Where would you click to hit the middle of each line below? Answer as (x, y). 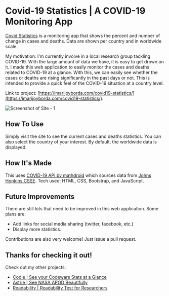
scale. (11, 46)
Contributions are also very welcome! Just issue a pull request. (71, 239)
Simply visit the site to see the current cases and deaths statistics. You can (83, 136)
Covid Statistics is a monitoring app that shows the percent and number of (83, 35)
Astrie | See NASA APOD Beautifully (50, 283)
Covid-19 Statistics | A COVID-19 (75, 11)
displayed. (16, 147)
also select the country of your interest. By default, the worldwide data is (81, 141)
